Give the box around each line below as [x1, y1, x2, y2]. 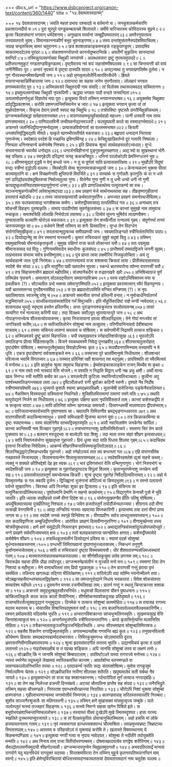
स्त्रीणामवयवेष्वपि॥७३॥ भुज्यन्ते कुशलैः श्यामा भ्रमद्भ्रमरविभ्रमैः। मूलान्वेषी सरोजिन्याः [5, 385, 134, 391]
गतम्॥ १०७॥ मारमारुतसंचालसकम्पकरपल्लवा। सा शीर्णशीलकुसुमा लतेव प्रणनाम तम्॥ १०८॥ [5, 553, 153, 559]
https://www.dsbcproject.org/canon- [40, 5, 119, 10]
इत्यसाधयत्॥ [144, 431, 165, 437]
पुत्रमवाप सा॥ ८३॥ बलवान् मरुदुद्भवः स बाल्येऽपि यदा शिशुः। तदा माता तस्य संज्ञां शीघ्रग [5, 431, 143, 437]
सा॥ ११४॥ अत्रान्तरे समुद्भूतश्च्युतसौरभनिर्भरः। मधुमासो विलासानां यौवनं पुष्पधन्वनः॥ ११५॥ [5, 588, 150, 594]
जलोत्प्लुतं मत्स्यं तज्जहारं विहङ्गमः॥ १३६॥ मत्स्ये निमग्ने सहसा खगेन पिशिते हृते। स [5, 704, 140, 709]
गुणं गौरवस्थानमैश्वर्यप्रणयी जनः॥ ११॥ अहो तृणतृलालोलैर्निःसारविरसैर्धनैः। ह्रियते [5, 72, 130, 78]
